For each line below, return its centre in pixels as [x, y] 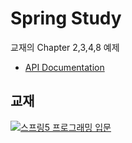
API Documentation [64, 67]
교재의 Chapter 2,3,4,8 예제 [65, 47]
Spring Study [66, 18]
